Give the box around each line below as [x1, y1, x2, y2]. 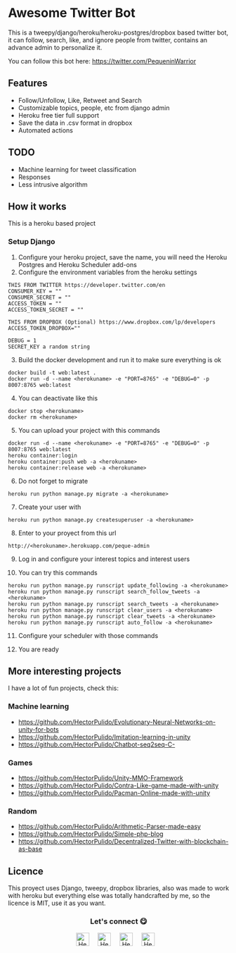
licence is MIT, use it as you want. [8, 899, 106, 907]
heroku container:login [8, 452, 78, 459]
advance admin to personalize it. [8, 43, 103, 51]
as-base [18, 844, 43, 854]
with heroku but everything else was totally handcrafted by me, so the [8, 892, 210, 900]
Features [8, 78, 48, 90]
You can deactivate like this [18, 393, 98, 402]
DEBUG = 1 [8, 337, 37, 344]
